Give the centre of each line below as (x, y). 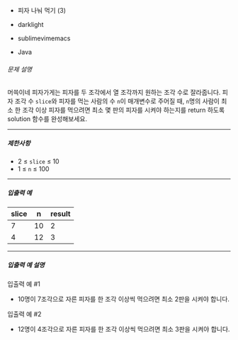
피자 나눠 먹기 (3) (41, 10)
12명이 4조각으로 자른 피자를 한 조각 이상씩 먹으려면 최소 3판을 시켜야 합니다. (124, 329)
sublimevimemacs (44, 38)
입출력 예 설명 (26, 265)
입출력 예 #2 (24, 314)
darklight (30, 24)
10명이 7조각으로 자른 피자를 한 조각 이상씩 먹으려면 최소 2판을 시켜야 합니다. (124, 299)
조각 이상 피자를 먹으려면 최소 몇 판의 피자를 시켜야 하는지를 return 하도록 (124, 110)
